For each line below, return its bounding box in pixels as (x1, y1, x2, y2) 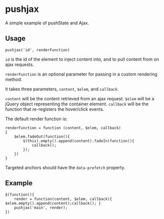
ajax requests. (5, 61, 34, 68)
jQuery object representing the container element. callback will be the (5, 101, 149, 107)
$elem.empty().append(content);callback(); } (5, 201, 101, 206)
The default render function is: (5, 116, 68, 122)
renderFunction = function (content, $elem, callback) (5, 125, 121, 130)
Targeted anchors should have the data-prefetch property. (5, 164, 126, 170)
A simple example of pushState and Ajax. (5, 20, 89, 26)
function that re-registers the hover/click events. (5, 106, 104, 112)
